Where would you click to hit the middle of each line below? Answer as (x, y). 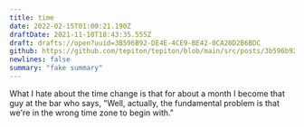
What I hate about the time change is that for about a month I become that (147, 93)
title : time (32, 18)
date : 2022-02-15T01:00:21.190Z (70, 26)
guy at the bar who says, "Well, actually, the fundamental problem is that (145, 103)
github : (24, 51)
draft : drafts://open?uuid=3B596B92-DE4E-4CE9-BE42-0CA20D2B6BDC (135, 43)
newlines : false (40, 59)
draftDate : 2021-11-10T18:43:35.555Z (81, 34)
